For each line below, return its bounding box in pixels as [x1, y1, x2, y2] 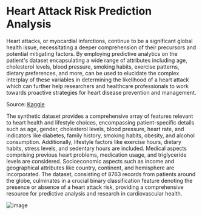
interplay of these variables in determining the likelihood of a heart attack [6, 76, 189, 83]
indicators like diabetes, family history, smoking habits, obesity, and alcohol [6, 132, 195, 139]
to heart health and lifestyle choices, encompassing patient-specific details [6, 118, 195, 126]
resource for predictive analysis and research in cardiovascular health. [6, 189, 183, 197]
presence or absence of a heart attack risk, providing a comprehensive [6, 183, 184, 191]
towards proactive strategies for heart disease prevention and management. [6, 89, 197, 96]
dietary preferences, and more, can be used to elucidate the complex [6, 69, 180, 77]
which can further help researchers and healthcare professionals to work [6, 82, 189, 89]
